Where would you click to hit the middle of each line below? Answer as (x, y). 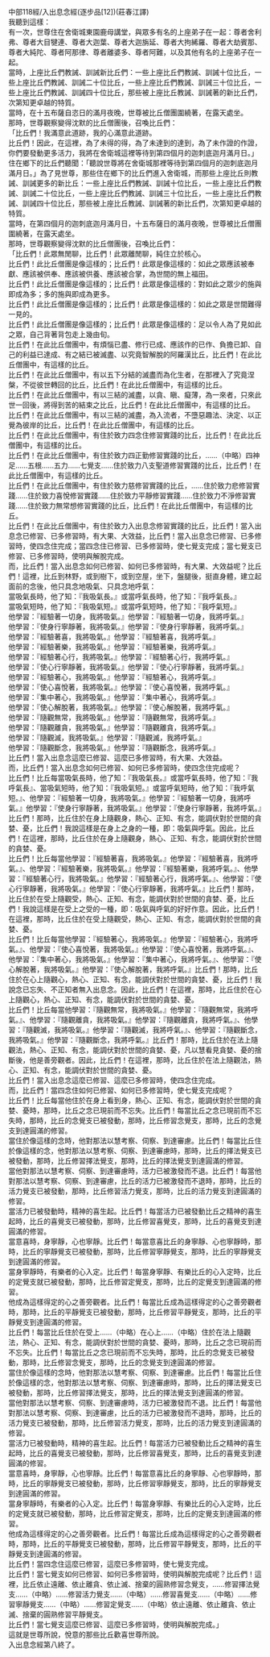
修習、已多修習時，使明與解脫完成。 (68, 556)
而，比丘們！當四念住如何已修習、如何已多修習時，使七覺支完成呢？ (121, 1090)
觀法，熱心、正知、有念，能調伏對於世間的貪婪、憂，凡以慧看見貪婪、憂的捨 (135, 1050)
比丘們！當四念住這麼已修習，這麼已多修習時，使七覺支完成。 (110, 1564)
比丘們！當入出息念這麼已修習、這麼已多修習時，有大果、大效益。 (117, 758)
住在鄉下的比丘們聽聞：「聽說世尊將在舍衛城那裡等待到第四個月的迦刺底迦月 (133, 163)
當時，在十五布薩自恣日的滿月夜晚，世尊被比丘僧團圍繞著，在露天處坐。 (128, 112)
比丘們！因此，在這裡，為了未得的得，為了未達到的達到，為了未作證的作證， (135, 143)
